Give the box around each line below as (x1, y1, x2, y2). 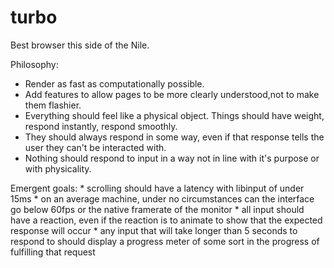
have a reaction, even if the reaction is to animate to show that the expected (10, 214, 323, 226)
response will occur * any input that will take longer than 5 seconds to (10, 224, 298, 236)
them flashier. (24, 99, 82, 111)
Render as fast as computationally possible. (24, 77, 205, 90)
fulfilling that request (10, 246, 96, 258)
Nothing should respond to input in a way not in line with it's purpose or (24, 152, 320, 164)
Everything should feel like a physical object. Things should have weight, (24, 109, 325, 121)
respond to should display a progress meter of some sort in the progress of (10, 235, 320, 247)
